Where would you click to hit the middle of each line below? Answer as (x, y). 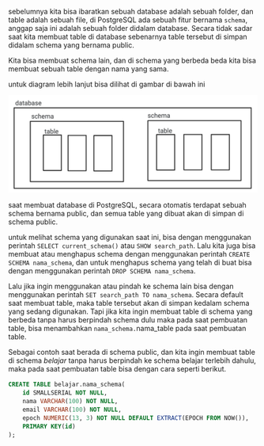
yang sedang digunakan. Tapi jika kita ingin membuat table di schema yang (130, 311)
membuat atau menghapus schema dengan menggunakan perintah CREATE (129, 254)
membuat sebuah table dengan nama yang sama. (89, 69)
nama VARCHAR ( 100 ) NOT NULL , (70, 402)
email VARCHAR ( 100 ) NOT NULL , (72, 410)
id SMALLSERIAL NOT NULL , (65, 393)
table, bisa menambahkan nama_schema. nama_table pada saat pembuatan (127, 329)
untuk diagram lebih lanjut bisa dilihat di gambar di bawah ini (107, 84)
